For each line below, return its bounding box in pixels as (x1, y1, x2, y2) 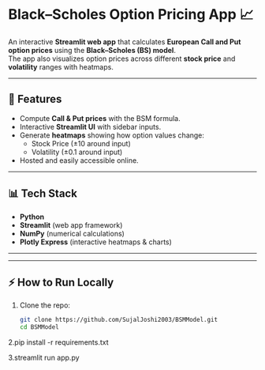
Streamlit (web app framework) (19, 220, 123, 229)
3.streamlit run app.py (8, 353, 80, 363)
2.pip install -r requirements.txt (8, 338, 109, 347)
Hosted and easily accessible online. (19, 155, 140, 165)
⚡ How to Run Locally (8, 275, 114, 289)
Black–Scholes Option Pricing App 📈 (8, 6, 254, 24)
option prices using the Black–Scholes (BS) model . (8, 45, 176, 55)
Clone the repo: (19, 300, 71, 310)
